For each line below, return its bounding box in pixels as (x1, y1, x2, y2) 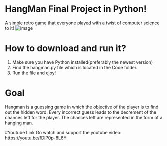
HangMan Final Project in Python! (5, 3, 147, 15)
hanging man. (5, 120, 33, 126)
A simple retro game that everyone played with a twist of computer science (5, 20, 160, 26)
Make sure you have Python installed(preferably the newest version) (12, 59, 153, 65)
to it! (5, 25, 14, 31)
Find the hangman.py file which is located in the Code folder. (12, 64, 138, 70)
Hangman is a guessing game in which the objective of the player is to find (5, 104, 159, 110)
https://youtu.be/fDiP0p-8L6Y (5, 135, 67, 141)
